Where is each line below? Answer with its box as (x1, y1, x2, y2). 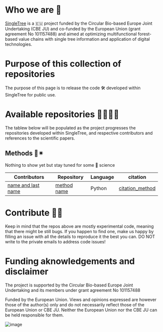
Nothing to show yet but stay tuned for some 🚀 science (5, 162, 115, 168)
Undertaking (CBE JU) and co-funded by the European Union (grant (5, 26, 141, 32)
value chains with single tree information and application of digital (18, 36, 150, 42)
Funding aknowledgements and (5, 255, 135, 267)
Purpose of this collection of (5, 58, 121, 69)
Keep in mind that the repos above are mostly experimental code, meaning (5, 223, 154, 229)
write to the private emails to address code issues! (5, 238, 106, 244)
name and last (7, 182, 40, 189)
